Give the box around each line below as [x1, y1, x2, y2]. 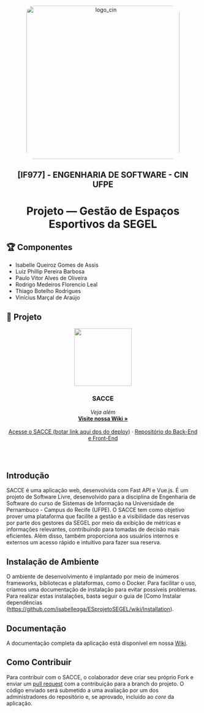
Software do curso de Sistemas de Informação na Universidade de [6, 500, 175, 507]
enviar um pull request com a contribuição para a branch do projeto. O [6, 680, 184, 687]
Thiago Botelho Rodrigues [15, 288, 81, 295]
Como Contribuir [6, 657, 72, 668]
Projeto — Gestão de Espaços [26, 204, 179, 218]
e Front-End [88, 434, 118, 441]
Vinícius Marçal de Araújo [15, 294, 80, 302]
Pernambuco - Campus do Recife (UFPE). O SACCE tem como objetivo [6, 506, 185, 514]
